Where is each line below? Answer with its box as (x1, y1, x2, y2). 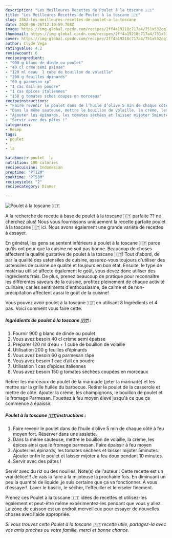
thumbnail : (5, 31, 29, 36)
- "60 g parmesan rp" (5, 79, 52, 84)
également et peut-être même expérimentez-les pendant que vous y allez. (5, 500, 162, 507)
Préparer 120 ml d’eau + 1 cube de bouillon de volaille (12, 341, 125, 347)
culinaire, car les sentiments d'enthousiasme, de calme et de (5, 284, 133, 290)
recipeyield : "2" (5, 179, 42, 184)
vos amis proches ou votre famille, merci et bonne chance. (5, 527, 130, 533)
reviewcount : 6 (5, 50, 38, 55)
